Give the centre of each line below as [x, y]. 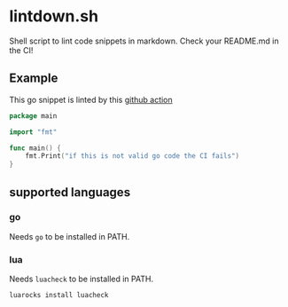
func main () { [35, 148]
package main [33, 116]
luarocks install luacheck [59, 295]
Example [34, 79]
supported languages [70, 192]
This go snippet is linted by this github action [91, 99]
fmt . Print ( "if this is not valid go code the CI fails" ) [132, 156]
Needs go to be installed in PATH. [70, 236]
